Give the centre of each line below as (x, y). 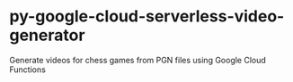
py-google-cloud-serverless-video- (147, 16)
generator (47, 35)
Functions (28, 70)
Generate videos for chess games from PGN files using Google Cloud (138, 60)
